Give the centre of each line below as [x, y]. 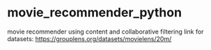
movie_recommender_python [95, 13]
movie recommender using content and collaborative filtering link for [105, 32]
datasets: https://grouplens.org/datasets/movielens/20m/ [89, 38]
